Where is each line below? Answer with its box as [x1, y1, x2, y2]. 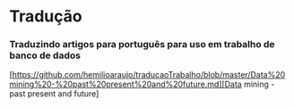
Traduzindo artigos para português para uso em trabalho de [9, 38, 275, 51]
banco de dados [9, 49, 81, 62]
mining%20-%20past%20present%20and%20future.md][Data [9, 79, 242, 90]
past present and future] [9, 88, 99, 99]
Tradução [9, 6, 82, 27]
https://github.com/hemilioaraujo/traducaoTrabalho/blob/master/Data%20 [12, 70, 286, 80]
